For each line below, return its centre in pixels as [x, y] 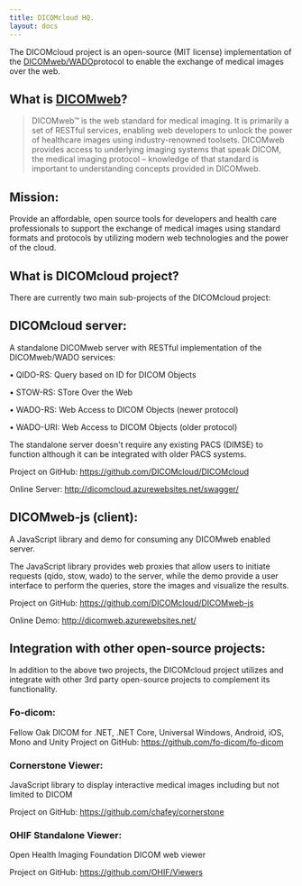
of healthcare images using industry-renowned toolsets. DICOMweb [158, 140]
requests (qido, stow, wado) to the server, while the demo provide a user [144, 575]
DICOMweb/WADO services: [62, 357]
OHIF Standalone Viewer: [66, 835]
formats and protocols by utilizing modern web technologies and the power [149, 238]
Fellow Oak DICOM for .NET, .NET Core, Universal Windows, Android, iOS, [147, 732]
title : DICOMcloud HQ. [52, 18]
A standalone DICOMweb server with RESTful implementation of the [136, 347]
